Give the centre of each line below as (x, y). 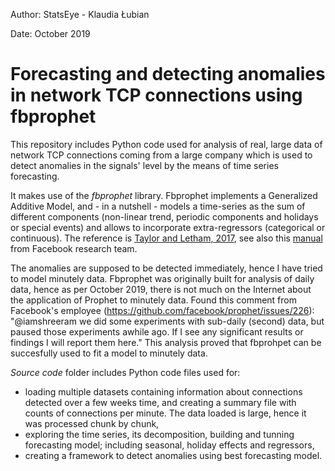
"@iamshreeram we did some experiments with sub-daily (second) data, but (167, 321)
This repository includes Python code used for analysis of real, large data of (166, 144)
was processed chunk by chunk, (92, 423)
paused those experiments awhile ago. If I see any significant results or (157, 331)
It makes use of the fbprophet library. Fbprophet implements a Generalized (164, 195)
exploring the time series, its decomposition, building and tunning (159, 434)
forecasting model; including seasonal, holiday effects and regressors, (169, 445)
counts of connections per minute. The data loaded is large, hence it (165, 413)
